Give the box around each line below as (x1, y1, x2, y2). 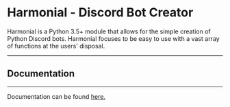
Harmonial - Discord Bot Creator (7, 5, 194, 20)
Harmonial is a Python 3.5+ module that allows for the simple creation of (7, 27, 211, 35)
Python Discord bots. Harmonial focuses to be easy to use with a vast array (7, 34, 220, 42)
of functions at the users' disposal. (7, 42, 105, 50)
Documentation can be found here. (7, 92, 106, 100)
